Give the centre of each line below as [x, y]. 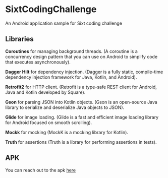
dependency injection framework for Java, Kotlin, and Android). [71, 77]
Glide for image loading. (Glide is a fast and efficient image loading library [82, 117]
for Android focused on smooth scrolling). [49, 123]
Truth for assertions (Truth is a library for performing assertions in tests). [81, 142]
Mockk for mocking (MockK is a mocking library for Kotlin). [67, 132]
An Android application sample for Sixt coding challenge [64, 23]
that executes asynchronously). [38, 62]
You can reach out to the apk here [41, 170]
